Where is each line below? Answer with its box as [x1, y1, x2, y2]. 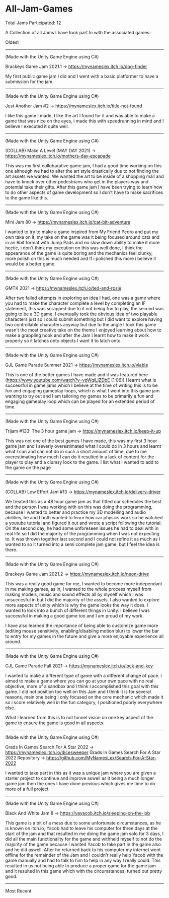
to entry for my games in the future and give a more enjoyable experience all [5, 633, 164, 639]
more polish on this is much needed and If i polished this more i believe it [5, 255, 156, 261]
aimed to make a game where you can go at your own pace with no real [5, 678, 153, 684]
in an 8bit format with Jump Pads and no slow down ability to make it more [5, 239, 160, 245]
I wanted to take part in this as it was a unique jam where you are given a [5, 770, 156, 776]
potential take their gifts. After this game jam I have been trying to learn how [5, 184, 162, 190]
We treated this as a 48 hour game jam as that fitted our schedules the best [5, 498, 162, 504]
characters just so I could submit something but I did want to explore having [5, 316, 162, 322]
